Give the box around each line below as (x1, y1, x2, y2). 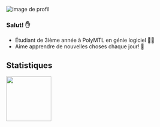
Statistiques (6, 60, 53, 70)
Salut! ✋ (6, 21, 31, 29)
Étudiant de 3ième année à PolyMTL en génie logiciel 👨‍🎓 (14, 36, 155, 44)
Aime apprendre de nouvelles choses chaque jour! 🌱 (14, 43, 145, 50)
